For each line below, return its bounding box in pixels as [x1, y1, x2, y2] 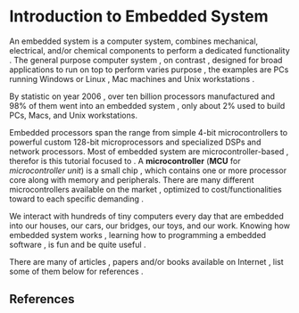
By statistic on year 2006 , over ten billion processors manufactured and [9, 91, 275, 102]
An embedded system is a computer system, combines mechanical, [9, 36, 259, 46]
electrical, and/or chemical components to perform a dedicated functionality [9, 45, 290, 55]
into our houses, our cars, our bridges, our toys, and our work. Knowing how [9, 220, 290, 231]
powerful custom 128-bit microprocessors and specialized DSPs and [9, 136, 262, 147]
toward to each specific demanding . [9, 194, 145, 204]
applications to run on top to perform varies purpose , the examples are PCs [9, 64, 289, 75]
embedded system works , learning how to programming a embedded [9, 229, 266, 240]
